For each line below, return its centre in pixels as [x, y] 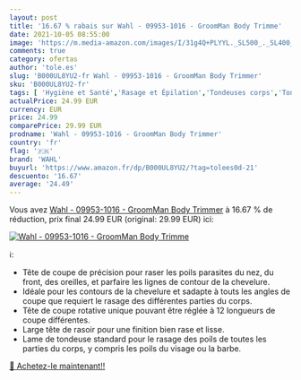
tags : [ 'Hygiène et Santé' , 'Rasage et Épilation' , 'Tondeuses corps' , [144, 92]
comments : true [38, 51]
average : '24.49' [42, 185]
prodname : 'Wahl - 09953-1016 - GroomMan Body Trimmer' [116, 134]
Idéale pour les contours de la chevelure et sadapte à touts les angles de [156, 291]
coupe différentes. [56, 320]
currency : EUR [36, 109]
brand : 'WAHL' [36, 159]
